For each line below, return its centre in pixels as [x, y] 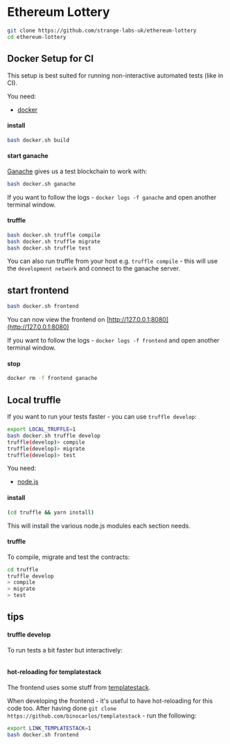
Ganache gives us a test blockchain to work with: [77, 171]
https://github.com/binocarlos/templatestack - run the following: [102, 716]
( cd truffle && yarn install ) [51, 512]
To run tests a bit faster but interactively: [65, 650]
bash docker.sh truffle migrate [54, 241]
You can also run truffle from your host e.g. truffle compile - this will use [113, 261]
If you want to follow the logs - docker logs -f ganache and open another [112, 197]
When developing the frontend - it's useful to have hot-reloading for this [110, 700]
